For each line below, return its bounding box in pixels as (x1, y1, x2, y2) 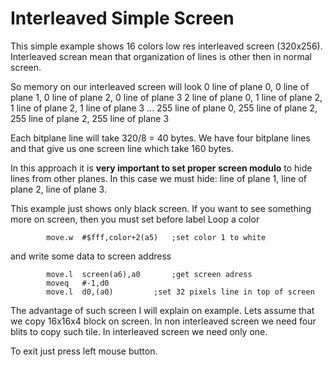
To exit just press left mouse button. (10, 345, 158, 357)
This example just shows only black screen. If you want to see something (10, 202, 312, 214)
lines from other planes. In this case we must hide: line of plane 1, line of (10, 172, 308, 184)
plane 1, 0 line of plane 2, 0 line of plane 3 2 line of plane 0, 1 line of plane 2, (10, 91, 323, 103)
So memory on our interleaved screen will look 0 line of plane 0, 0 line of (10, 80, 310, 92)
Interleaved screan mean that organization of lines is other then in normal (10, 50, 313, 62)
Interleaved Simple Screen (10, 7, 235, 30)
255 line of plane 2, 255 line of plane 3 (10, 112, 170, 124)
